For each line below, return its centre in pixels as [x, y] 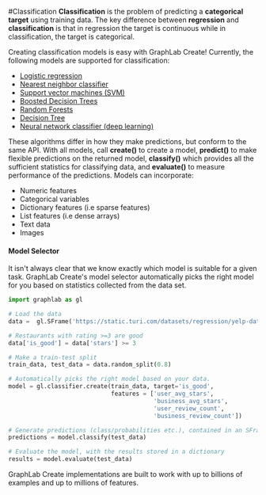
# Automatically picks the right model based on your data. [110, 379]
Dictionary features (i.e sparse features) [85, 208]
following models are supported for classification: [89, 60]
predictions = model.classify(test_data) [78, 438]
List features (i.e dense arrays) [70, 216]
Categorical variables [54, 199]
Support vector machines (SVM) [72, 93]
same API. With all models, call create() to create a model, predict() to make [133, 150]
